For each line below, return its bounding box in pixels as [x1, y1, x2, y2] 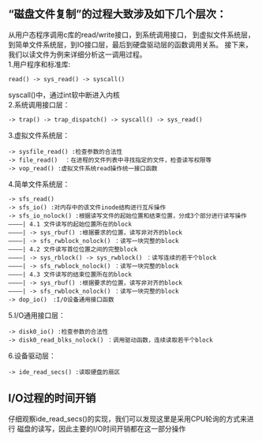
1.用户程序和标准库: [8, 59, 71, 69]
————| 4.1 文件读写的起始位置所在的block [8, 220, 133, 228]
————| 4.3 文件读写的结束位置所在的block [8, 271, 133, 278]
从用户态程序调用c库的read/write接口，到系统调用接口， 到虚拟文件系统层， [8, 30, 255, 39]
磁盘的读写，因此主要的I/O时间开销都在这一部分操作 [17, 424, 186, 433]
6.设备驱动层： [8, 350, 57, 361]
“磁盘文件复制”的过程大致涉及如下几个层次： [8, 7, 227, 21]
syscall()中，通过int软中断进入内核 [8, 90, 120, 99]
